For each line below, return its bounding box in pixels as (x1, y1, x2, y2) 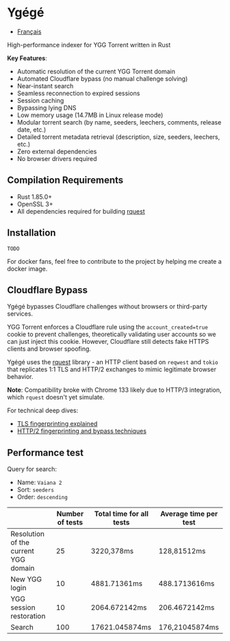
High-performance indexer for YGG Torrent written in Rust (7, 40, 171, 49)
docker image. (7, 264, 48, 273)
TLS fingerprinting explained (16, 420, 98, 428)
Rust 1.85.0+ (16, 192, 53, 201)
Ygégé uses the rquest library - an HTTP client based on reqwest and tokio (7, 358, 219, 366)
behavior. (7, 373, 34, 381)
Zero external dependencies (16, 147, 97, 155)
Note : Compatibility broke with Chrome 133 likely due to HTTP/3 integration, (7, 386, 222, 394)
